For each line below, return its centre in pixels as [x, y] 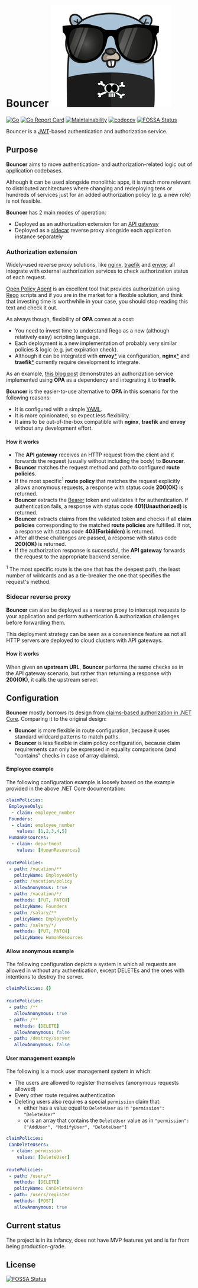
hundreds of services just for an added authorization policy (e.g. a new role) [99, 194]
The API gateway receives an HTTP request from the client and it [94, 455]
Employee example [30, 769]
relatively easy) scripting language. [57, 337]
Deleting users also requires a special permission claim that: [87, 1102]
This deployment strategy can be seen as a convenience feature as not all [96, 634]
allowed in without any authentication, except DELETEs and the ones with [95, 970]
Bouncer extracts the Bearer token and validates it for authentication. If [101, 500]
